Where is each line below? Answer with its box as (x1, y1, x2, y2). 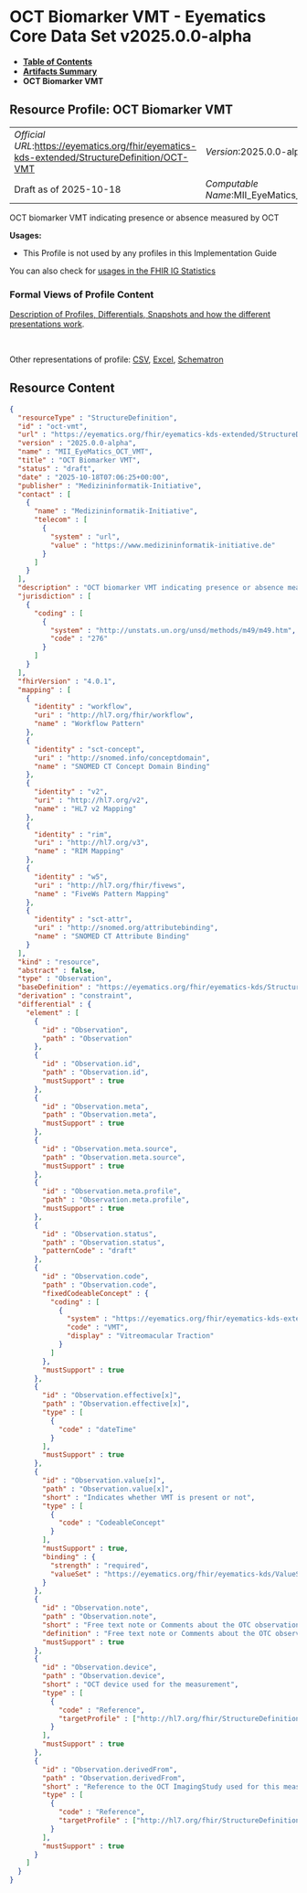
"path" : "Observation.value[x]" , (42, 1484, 174, 1493)
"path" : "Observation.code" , (42, 1280, 157, 1289)
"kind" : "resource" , (17, 957, 101, 967)
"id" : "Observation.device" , (42, 1663, 157, 1673)
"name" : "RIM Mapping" (33, 847, 125, 856)
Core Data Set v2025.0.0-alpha (9, 26, 252, 47)
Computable (205, 176, 259, 189)
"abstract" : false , (17, 966, 96, 975)
